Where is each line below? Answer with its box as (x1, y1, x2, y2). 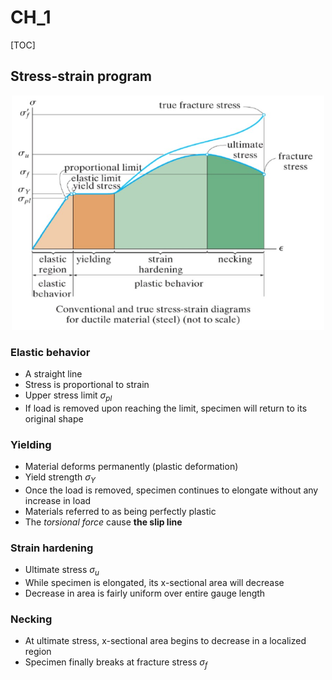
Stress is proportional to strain (24, 379, 150, 391)
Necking (10, 612, 53, 626)
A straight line (24, 368, 83, 380)
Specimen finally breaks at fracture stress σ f (24, 656, 208, 671)
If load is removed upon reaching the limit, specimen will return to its (24, 402, 308, 414)
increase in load (24, 494, 92, 506)
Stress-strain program (10, 68, 153, 85)
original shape (24, 412, 84, 425)
